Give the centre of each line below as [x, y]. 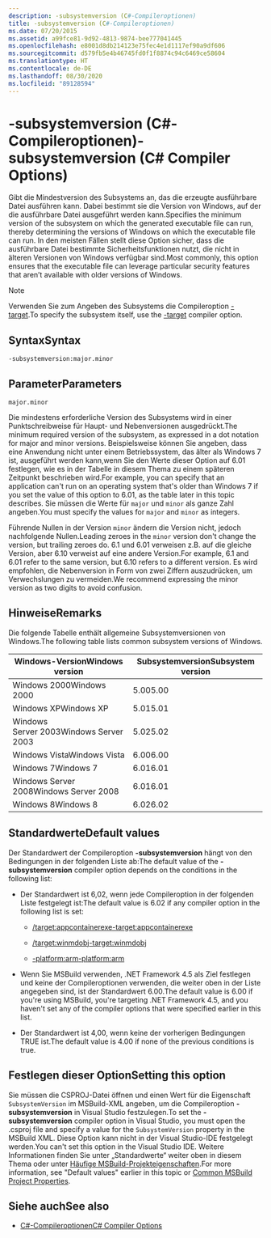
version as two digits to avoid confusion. [75, 588]
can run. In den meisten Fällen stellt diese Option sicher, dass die [116, 240]
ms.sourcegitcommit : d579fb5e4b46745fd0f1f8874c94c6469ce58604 [117, 53]
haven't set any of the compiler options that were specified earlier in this [140, 1008]
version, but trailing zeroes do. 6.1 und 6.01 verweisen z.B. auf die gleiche [130, 545]
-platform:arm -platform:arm [78, 958]
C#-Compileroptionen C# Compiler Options [91, 1226]
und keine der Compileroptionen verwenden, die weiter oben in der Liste [140, 982]
